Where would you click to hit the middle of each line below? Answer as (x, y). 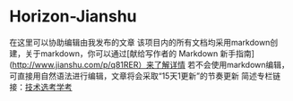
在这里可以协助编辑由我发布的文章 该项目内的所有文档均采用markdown (140, 42)
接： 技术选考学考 (41, 87)
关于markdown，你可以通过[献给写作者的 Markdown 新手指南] (140, 53)
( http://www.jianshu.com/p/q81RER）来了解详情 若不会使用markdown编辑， (149, 64)
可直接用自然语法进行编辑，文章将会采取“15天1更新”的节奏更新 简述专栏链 (145, 76)
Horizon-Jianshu (73, 17)
